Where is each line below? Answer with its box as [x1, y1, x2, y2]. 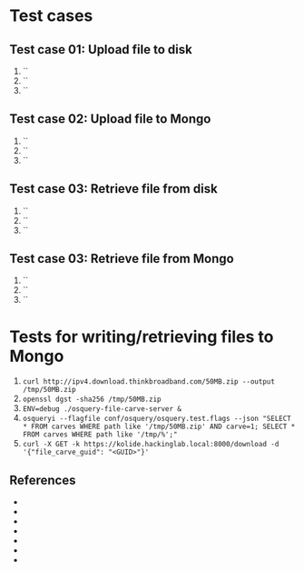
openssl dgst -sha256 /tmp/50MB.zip [22, 395, 162, 405]
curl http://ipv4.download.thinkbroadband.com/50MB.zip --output [22, 377, 275, 386]
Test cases [9, 5, 93, 26]
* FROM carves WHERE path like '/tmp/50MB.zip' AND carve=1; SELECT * [22, 422, 296, 432]
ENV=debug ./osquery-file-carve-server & [22, 405, 181, 414]
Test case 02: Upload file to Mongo [9, 111, 211, 127]
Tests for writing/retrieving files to [9, 326, 274, 346]
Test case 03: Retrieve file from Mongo [9, 251, 234, 266]
